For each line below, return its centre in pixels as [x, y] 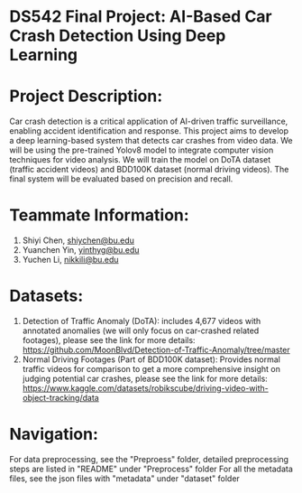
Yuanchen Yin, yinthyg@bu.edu [81, 250]
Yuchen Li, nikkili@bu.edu [70, 260]
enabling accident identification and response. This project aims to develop [149, 131]
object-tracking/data [60, 398]
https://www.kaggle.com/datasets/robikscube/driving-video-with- [145, 388]
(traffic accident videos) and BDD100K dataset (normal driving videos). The [149, 170]
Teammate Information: [99, 215]
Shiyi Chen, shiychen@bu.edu [78, 240]
